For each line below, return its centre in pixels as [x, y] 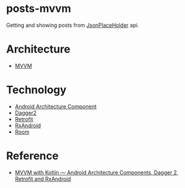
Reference [32, 156]
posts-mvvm [39, 9]
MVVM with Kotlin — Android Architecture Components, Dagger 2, [97, 172]
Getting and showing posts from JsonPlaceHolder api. [73, 25]
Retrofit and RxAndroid [43, 178]
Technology [36, 90]
